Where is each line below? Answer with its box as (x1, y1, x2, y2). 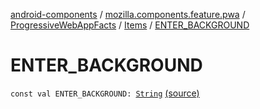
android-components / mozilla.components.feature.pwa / (10, 9, 246, 20)
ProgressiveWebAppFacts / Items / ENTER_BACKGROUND (10, 19, 250, 31)
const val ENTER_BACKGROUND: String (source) (10, 87, 200, 99)
